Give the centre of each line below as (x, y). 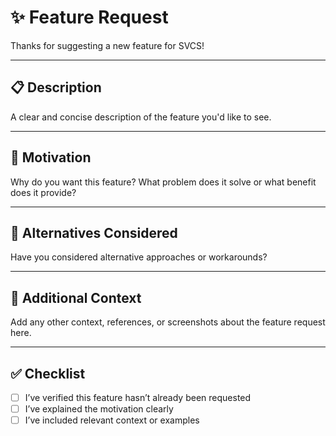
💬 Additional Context (76, 297)
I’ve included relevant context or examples (112, 420)
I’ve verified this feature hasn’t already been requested (138, 397)
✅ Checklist (48, 373)
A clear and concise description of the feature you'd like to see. (141, 117)
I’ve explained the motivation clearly (99, 409)
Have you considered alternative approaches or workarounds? (139, 257)
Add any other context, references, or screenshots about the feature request (168, 322)
